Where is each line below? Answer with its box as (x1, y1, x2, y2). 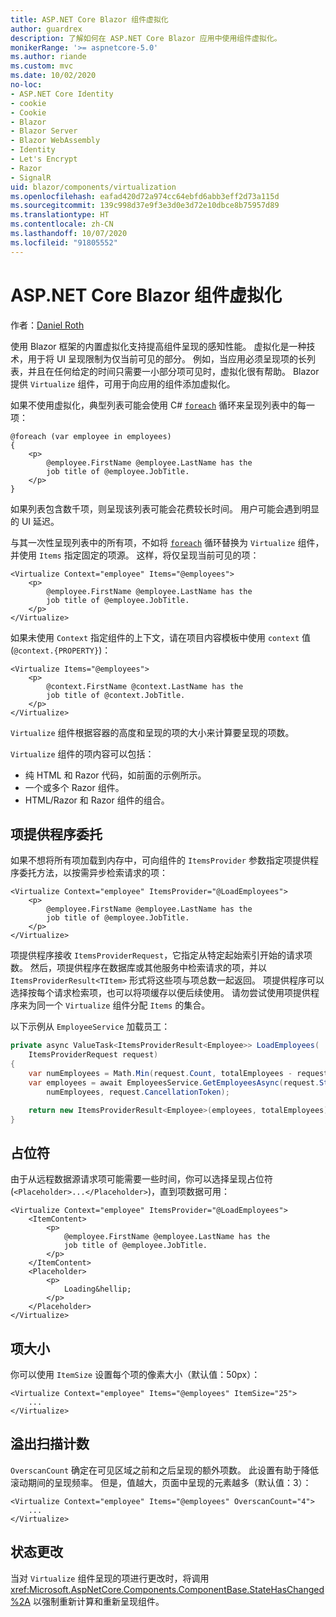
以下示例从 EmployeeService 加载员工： (10, 1021, 171, 1033)
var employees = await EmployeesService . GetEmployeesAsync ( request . (28, 1077, 320, 1088)
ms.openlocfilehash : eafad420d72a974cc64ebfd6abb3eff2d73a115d (10, 191, 280, 201)
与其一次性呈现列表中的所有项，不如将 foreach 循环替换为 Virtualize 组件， (10, 536, 325, 548)
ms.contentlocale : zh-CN (10, 219, 114, 230)
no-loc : (10, 80, 43, 90)
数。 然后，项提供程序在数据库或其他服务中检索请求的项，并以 (10, 962, 267, 974)
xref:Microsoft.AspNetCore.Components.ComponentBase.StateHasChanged (10, 1583, 325, 1595)
